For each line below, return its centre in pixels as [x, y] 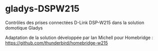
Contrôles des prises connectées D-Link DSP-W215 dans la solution [75, 22]
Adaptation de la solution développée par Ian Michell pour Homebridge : [79, 37]
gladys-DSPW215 [42, 9]
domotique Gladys [24, 27]
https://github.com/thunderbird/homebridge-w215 [57, 42]
